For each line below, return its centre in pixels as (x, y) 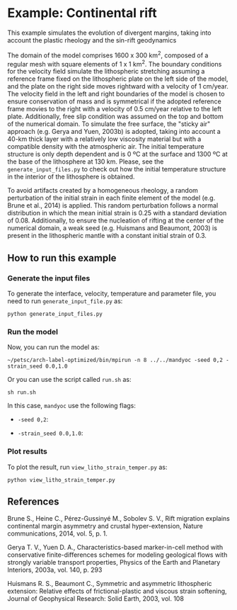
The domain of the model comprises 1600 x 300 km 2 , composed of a (108, 55)
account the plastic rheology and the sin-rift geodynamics (92, 40)
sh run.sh (22, 392)
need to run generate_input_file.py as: (65, 301)
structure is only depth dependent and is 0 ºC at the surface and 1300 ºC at (117, 154)
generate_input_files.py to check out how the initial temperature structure (117, 169)
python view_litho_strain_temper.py (61, 480)
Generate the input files (49, 278)
